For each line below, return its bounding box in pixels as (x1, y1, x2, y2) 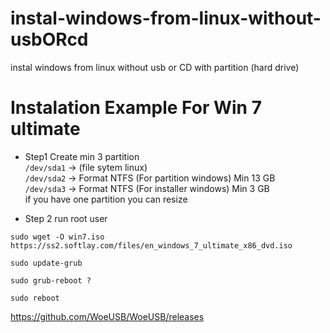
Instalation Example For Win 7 (10, 97, 262, 119)
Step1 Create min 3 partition (24, 150, 140, 162)
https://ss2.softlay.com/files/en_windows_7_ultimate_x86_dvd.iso (10, 240, 293, 251)
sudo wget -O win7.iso (10, 232, 105, 242)
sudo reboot (10, 293, 60, 303)
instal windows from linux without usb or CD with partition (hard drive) (10, 61, 300, 73)
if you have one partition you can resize (24, 193, 188, 205)
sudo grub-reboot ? (10, 275, 92, 286)
